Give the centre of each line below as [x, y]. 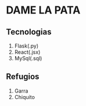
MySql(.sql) [28, 58]
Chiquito [24, 97]
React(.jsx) [27, 52]
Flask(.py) [26, 46]
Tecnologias [29, 32]
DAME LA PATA [43, 10]
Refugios [23, 77]
